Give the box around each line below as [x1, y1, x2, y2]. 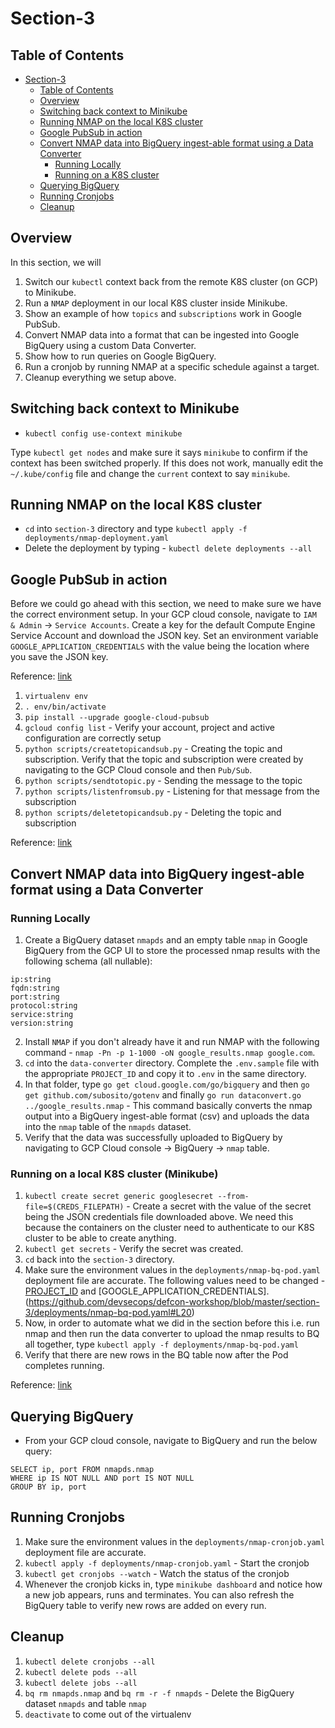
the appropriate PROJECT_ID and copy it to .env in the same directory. [24, 1067, 307, 1079]
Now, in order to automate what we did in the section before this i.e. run [24, 1317, 320, 1329]
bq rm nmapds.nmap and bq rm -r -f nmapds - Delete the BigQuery [24, 1687, 295, 1699]
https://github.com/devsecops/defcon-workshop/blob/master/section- [28, 1296, 320, 1308]
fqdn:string [10, 983, 60, 993]
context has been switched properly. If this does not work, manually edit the [10, 457, 324, 469]
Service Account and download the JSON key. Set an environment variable [10, 630, 319, 642]
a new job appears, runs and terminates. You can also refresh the [24, 1588, 295, 1601]
